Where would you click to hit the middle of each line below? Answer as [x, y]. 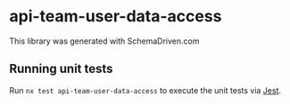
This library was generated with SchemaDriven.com [104, 41]
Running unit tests [61, 69]
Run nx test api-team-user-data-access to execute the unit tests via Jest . [145, 90]
